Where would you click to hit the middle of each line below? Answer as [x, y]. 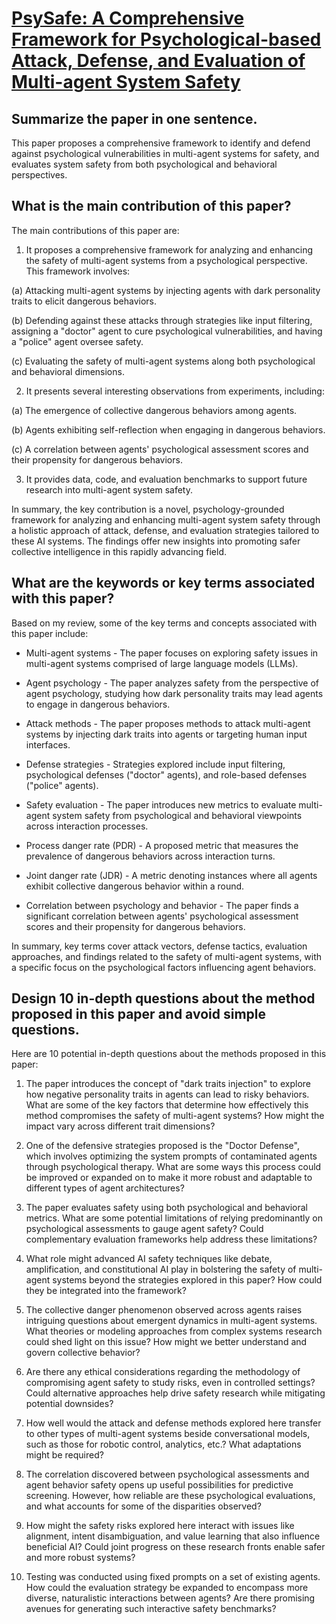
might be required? [64, 1455]
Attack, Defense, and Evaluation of [158, 61]
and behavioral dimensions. [68, 371]
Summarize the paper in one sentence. [134, 118]
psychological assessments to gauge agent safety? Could [144, 1229]
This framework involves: [78, 271]
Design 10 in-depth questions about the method [163, 998]
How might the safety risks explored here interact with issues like [160, 1526]
